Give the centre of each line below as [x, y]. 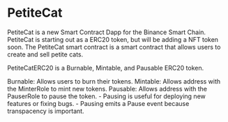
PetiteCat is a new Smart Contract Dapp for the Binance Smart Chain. [107, 32]
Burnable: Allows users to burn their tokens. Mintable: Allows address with [114, 81]
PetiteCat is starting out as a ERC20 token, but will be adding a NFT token [113, 39]
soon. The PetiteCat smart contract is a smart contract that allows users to [114, 47]
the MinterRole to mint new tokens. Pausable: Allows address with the [107, 89]
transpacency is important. [46, 111]
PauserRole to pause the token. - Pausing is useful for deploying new [106, 96]
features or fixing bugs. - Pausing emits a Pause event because [98, 103]
